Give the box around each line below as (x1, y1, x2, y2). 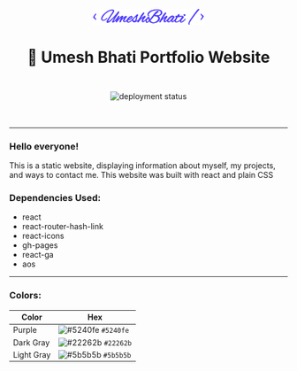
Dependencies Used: (9, 192, 102, 205)
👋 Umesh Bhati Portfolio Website (27, 47, 270, 67)
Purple (12, 325, 37, 336)
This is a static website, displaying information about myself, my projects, (9, 160, 276, 171)
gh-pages (21, 240, 58, 251)
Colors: (9, 290, 42, 302)
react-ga (21, 250, 55, 260)
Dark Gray (12, 336, 50, 348)
